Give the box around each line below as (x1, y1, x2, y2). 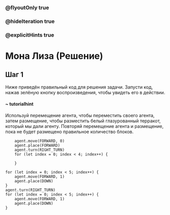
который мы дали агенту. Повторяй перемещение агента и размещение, (5, 123, 164, 129)
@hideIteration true (5, 17, 55, 24)
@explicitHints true (5, 31, 54, 38)
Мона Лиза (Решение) (5, 50, 103, 62)
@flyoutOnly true (5, 4, 49, 11)
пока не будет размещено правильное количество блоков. (5, 128, 134, 135)
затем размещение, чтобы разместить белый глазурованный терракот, (5, 118, 161, 124)
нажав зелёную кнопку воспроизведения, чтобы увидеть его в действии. (5, 89, 165, 95)
